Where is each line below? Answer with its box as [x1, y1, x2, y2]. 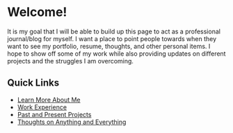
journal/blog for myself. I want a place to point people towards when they [7, 34, 217, 42]
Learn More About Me [17, 95, 81, 104]
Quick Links [7, 77, 60, 89]
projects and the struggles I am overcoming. [7, 56, 134, 65]
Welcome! [7, 4, 67, 20]
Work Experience [17, 102, 67, 111]
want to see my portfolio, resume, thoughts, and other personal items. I [7, 42, 211, 50]
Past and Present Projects [17, 110, 92, 118]
